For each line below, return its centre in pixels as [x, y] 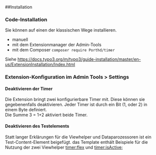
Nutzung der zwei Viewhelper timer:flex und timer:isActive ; [64, 147]
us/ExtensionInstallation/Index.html [40, 65]
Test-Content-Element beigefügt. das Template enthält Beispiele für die [77, 142]
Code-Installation [26, 19]
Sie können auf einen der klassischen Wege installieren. [61, 30]
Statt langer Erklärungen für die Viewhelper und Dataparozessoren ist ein [78, 137]
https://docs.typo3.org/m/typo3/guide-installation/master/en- [79, 59]
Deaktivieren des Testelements [37, 126]
